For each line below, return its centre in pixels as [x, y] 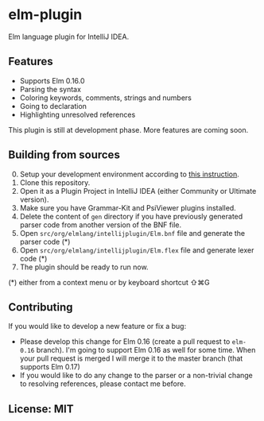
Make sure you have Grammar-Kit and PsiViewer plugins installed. [128, 207]
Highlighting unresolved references [78, 114]
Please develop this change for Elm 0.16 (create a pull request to [125, 342]
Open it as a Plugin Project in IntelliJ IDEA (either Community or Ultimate [138, 191]
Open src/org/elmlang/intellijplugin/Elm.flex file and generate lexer [137, 250]
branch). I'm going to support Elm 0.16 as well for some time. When [146, 350]
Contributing [41, 307]
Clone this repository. [55, 182]
